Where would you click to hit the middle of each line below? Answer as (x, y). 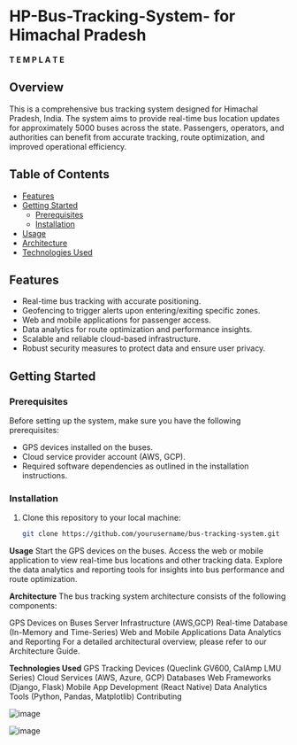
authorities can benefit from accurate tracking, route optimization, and (137, 137)
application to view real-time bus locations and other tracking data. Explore (146, 561)
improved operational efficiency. (68, 146)
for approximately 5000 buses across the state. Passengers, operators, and (147, 128)
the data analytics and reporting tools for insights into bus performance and (147, 570)
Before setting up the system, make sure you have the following (125, 421)
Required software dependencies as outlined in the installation (135, 466)
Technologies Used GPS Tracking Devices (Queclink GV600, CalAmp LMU (145, 668)
